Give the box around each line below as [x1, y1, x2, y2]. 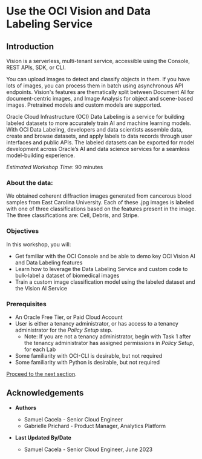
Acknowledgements [6, 388, 84, 398]
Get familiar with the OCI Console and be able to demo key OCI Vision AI [15, 252, 195, 260]
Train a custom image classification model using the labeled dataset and [15, 278, 195, 286]
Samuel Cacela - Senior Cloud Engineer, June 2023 [24, 446, 153, 453]
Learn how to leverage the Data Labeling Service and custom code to [15, 265, 188, 272]
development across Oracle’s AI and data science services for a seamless [6, 146, 191, 152]
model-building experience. [6, 152, 76, 159]
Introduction [6, 41, 54, 52]
